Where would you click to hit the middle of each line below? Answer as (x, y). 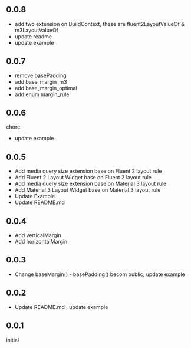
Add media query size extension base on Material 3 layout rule (90, 184)
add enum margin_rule (42, 94)
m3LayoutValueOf (37, 30)
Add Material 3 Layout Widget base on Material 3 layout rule (88, 190)
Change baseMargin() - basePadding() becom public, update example (100, 274)
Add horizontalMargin (41, 242)
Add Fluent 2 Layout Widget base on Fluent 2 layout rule (83, 178)
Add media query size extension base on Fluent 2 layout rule (88, 171)
